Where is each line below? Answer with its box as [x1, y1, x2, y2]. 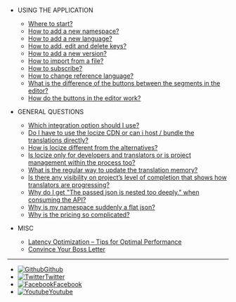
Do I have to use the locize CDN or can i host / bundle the [27, 129, 195, 137]
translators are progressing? [27, 181, 110, 188]
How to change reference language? [27, 71, 134, 80]
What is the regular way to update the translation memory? [27, 166, 198, 174]
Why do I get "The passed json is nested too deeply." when [27, 188, 199, 196]
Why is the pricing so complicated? [27, 210, 130, 219]
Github [44, 266, 63, 273]
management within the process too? [27, 158, 136, 167]
